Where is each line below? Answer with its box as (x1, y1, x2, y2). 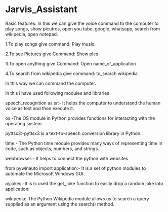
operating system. (5, 120, 43, 126)
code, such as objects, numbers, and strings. (5, 146, 100, 152)
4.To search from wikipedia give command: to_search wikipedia (5, 70, 138, 77)
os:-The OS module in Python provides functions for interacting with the (5, 115, 155, 121)
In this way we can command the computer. (5, 80, 97, 86)
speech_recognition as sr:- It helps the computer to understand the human (5, 100, 161, 106)
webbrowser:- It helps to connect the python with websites (5, 155, 129, 161)
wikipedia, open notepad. (5, 31, 58, 37)
